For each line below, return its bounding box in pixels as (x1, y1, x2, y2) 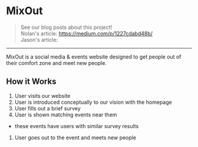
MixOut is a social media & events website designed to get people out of (6, 53, 181, 60)
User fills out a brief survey (14, 104, 81, 112)
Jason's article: (20, 36, 58, 43)
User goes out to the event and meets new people (14, 134, 137, 141)
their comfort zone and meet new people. (6, 59, 107, 66)
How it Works (6, 77, 57, 87)
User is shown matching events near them (14, 111, 117, 118)
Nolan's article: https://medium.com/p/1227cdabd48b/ (20, 30, 153, 37)
